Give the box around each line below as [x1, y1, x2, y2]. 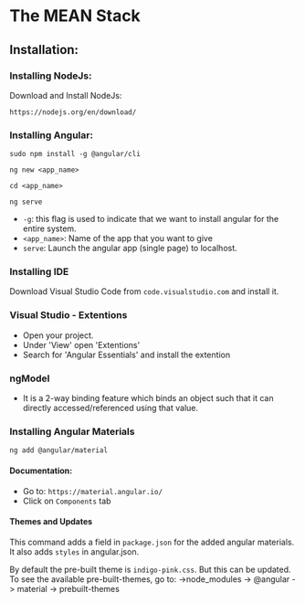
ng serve [9, 197, 43, 206]
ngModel [9, 372, 50, 385]
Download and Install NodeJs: [9, 90, 122, 100]
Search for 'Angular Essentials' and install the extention [22, 349, 231, 360]
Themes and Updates [9, 516, 93, 527]
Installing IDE [9, 266, 69, 279]
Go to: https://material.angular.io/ [22, 485, 163, 496]
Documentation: [9, 465, 73, 476]
